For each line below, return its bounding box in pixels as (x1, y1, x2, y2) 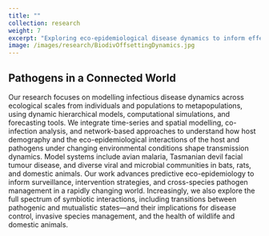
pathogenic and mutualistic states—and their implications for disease (8, 202, 236, 212)
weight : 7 (8, 26, 42, 34)
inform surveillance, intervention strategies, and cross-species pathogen (8, 177, 248, 186)
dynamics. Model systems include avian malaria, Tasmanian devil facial (8, 151, 243, 161)
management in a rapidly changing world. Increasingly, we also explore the (8, 186, 255, 195)
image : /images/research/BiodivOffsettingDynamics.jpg (8, 42, 195, 50)
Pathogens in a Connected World (8, 71, 176, 85)
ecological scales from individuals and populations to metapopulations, (8, 101, 243, 110)
